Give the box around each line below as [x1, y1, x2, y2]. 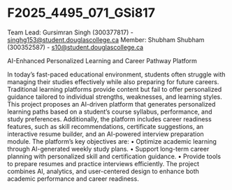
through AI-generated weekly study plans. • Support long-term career [7, 144, 210, 153]
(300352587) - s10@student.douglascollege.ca [7, 43, 144, 51]
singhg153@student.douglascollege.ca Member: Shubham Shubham [7, 35, 205, 43]
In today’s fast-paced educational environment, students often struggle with [7, 70, 226, 79]
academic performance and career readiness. [7, 174, 140, 183]
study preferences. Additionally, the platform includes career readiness [7, 114, 212, 123]
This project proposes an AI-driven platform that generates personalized [7, 100, 216, 108]
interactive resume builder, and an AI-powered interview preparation [7, 130, 204, 138]
